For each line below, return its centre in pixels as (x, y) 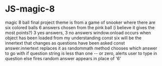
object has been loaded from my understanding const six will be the (73, 38)
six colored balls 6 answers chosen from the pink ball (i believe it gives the (80, 27)
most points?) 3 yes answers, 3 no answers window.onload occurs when (78, 33)
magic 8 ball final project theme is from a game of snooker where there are (80, 22)
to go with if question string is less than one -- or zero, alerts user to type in (81, 53)
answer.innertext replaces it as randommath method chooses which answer (81, 48)
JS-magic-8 (30, 9)
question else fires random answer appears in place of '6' (63, 58)
